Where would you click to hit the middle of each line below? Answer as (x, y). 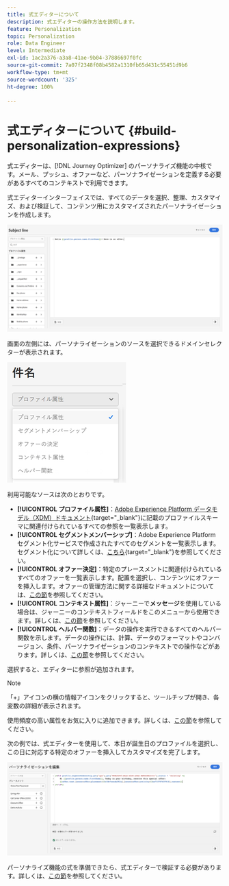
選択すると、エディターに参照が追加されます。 (72, 669)
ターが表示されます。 (37, 352)
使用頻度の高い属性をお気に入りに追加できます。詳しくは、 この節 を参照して (114, 721)
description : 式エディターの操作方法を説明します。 (72, 22)
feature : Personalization (44, 29)
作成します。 (37, 215)
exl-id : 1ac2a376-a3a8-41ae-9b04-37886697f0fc (75, 58)
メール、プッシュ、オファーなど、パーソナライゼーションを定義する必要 (120, 174)
